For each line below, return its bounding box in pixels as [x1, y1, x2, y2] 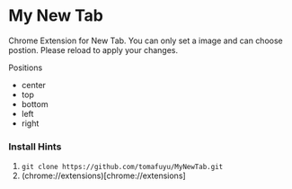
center [21, 79, 47, 90]
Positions [8, 62, 43, 73]
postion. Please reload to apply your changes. [8, 44, 179, 55]
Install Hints [8, 140, 62, 153]
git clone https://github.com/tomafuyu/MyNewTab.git [21, 163, 224, 172]
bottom [21, 98, 49, 109]
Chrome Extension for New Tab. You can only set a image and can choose [8, 35, 284, 46]
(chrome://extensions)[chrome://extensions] [21, 170, 186, 181]
